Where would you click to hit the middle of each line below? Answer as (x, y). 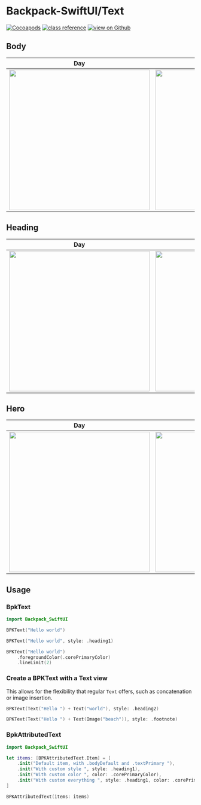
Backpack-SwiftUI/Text (65, 11)
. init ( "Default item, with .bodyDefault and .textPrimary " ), (96, 764)
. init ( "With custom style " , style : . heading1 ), (79, 769)
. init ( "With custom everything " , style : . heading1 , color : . (96, 780)
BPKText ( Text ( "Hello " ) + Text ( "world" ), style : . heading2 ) (83, 709)
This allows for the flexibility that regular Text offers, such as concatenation (99, 691)
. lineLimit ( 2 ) (34, 663)
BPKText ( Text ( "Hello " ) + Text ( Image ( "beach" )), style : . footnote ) (92, 719)
